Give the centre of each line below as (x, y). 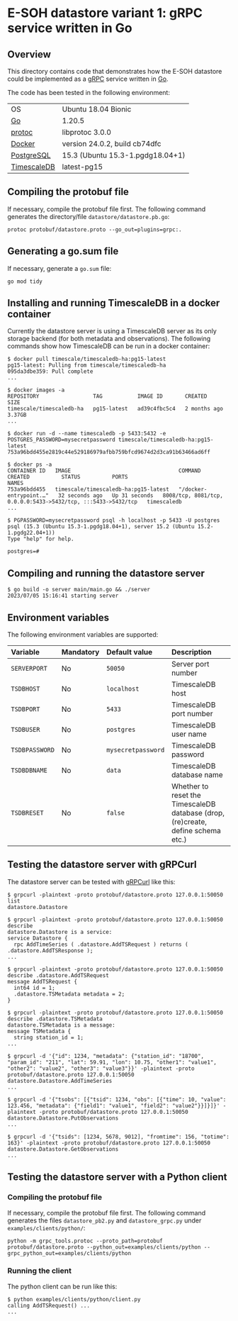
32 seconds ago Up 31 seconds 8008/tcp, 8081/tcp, (140, 496)
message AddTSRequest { (42, 981)
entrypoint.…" (28, 496)
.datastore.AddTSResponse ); (50, 951)
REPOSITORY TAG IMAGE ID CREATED (107, 396)
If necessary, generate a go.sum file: (59, 268)
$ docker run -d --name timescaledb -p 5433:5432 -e (87, 434)
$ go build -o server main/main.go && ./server (79, 590)
